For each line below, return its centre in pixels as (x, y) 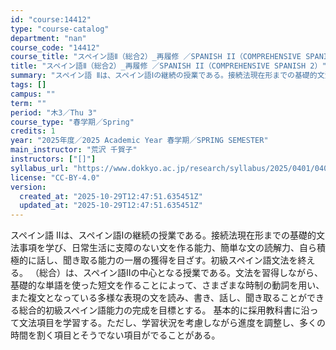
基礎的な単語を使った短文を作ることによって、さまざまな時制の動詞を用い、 (167, 285)
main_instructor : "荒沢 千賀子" (74, 150)
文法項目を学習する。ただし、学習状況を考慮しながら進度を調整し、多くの (172, 323)
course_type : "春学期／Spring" (72, 122)
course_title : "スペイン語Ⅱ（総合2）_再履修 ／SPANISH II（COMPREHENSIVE (156, 57)
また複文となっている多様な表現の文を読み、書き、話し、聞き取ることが (158, 298)
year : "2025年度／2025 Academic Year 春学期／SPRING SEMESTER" (139, 141)
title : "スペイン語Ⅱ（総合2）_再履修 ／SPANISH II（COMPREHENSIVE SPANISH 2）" (168, 66)
